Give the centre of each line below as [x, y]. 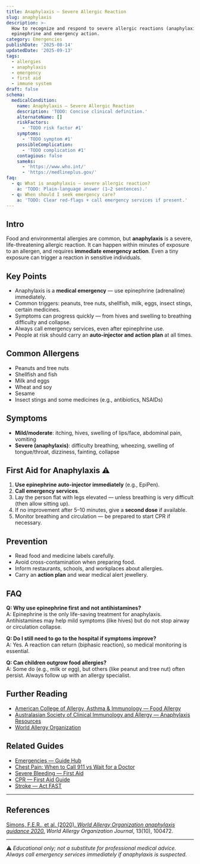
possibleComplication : [45, 144]
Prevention [27, 541]
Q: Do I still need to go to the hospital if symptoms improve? [81, 639]
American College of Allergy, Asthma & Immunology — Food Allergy [98, 708]
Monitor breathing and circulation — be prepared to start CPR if [93, 517]
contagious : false [40, 156]
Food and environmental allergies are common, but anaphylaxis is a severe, [99, 238]
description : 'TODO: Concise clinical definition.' [82, 111]
